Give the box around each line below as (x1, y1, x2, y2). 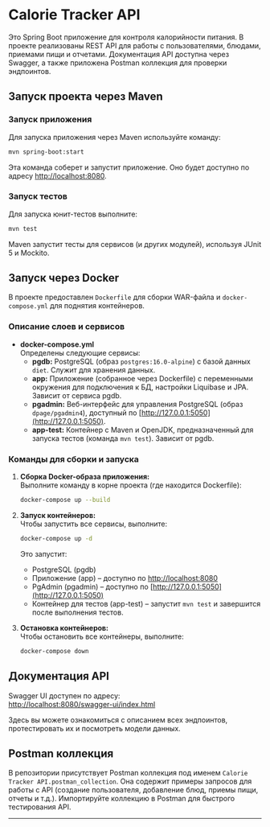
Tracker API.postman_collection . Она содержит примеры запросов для (8, 776, 252, 786)
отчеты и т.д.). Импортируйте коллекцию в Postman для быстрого (8, 794, 235, 804)
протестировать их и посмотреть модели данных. (8, 723, 181, 733)
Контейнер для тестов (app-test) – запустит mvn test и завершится (31, 599, 261, 608)
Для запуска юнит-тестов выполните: (8, 209, 138, 219)
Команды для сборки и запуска (8, 453, 139, 464)
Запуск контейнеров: (19, 510, 96, 520)
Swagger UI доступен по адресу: (8, 690, 121, 701)
